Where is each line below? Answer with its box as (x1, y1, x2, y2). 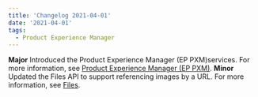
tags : (8, 26, 26, 34)
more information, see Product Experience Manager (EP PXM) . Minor (8, 64, 234, 73)
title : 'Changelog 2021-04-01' (8, 11, 112, 20)
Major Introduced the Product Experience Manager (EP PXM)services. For (8, 55, 251, 65)
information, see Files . (8, 80, 81, 90)
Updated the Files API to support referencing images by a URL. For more (8, 72, 245, 81)
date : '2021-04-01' (8, 19, 73, 27)
